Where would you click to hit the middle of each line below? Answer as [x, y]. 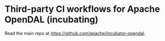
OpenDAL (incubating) [51, 20]
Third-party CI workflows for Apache [82, 9]
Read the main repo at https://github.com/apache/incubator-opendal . [75, 33]
